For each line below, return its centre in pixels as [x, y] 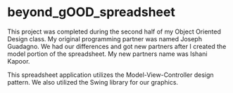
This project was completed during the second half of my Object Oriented [114, 31]
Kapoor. [19, 61]
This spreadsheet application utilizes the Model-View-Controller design [111, 75]
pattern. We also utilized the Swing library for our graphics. [93, 82]
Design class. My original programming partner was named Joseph [105, 38]
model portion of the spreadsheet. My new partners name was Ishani [107, 54]
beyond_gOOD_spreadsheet [92, 12]
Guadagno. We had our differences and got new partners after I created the [117, 46]
